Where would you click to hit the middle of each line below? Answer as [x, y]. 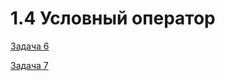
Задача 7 [29, 65]
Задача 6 [30, 46]
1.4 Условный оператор [113, 18]
